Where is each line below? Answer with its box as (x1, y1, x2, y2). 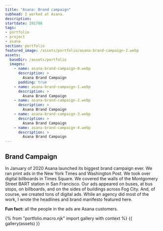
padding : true (18, 80, 47, 84)
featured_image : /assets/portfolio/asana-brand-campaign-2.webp (5, 48, 139, 53)
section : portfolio (5, 43, 45, 48)
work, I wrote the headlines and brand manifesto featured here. (5, 196, 133, 202)
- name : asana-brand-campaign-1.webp (14, 84, 91, 89)
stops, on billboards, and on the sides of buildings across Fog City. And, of (5, 186, 156, 192)
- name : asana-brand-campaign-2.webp (14, 98, 91, 103)
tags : (5, 25, 16, 30)
